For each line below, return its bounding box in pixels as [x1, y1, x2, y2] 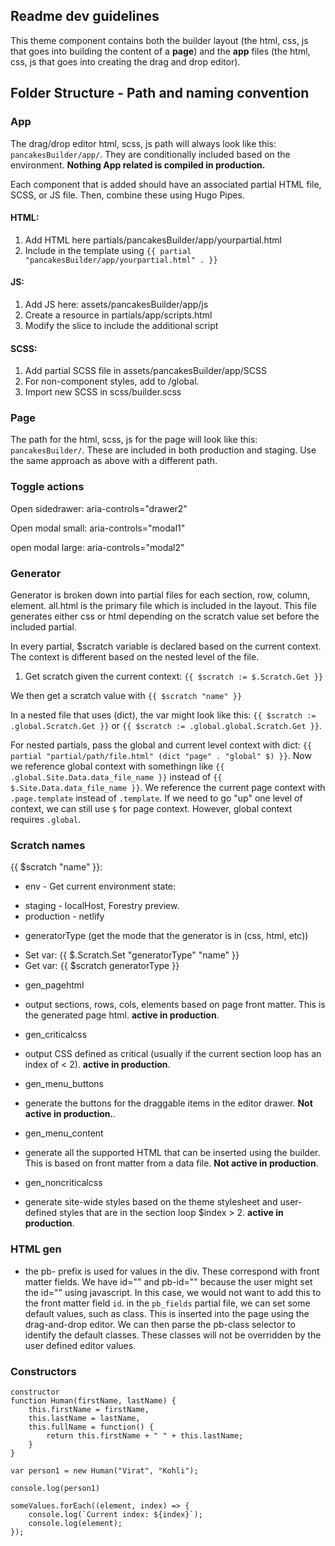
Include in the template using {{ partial [24, 244, 192, 256]
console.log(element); [28, 1518, 123, 1528]
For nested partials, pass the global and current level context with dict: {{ [10, 739, 313, 751]
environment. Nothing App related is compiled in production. [10, 159, 266, 171]
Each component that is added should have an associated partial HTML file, [10, 178, 322, 190]
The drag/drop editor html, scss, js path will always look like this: [10, 137, 277, 149]
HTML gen [10, 1242, 62, 1256]
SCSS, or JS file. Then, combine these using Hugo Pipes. [10, 189, 245, 201]
